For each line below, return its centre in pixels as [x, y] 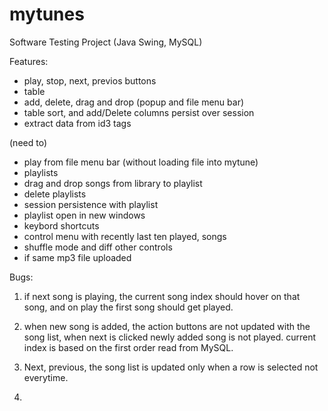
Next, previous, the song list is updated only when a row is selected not [171, 367]
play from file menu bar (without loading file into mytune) [141, 162]
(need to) [28, 142]
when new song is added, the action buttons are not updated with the [167, 326]
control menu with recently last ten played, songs [125, 236]
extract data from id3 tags [77, 123]
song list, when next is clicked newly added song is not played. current [170, 337]
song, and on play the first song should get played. [128, 307]
